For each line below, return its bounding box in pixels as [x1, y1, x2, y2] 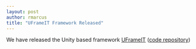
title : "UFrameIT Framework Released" [6, 20, 104, 26]
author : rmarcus [6, 14, 47, 20]
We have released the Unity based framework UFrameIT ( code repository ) [6, 36, 191, 44]
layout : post [6, 8, 39, 15]
